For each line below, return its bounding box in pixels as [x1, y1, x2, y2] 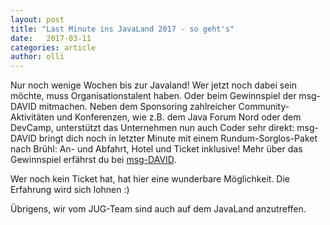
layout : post [10, 14, 65, 25]
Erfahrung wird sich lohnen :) [10, 184, 130, 196]
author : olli [10, 52, 65, 62]
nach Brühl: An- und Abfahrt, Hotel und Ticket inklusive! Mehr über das [10, 143, 303, 155]
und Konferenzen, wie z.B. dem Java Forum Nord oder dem [56, 111, 302, 123]
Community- [238, 101, 290, 113]
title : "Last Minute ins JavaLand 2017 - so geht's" [10, 24, 235, 34]
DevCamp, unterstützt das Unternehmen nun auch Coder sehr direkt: [10, 122, 295, 134]
